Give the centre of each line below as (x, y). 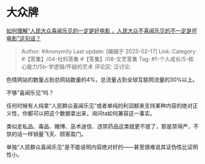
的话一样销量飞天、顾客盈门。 (49, 134)
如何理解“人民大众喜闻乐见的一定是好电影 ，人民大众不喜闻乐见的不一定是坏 (102, 31)
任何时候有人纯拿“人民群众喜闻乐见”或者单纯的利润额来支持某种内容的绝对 (100, 105)
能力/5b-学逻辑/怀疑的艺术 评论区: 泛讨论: (79, 66)
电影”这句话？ (24, 38)
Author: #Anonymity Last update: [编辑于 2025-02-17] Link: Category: (109, 51)
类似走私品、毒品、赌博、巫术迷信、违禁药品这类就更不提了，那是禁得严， (100, 126)
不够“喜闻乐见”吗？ (30, 92)
